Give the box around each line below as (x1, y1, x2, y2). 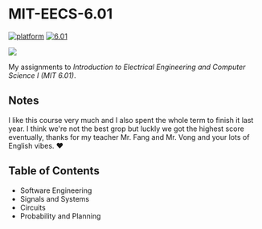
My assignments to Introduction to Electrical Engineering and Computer (8, 62, 246, 72)
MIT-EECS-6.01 (8, 5, 113, 23)
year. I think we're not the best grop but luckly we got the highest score (8, 124, 245, 133)
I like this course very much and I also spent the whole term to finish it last (8, 115, 254, 125)
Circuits (19, 202, 46, 212)
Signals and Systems (19, 194, 90, 203)
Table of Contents (8, 164, 100, 178)
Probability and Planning (19, 211, 101, 221)
